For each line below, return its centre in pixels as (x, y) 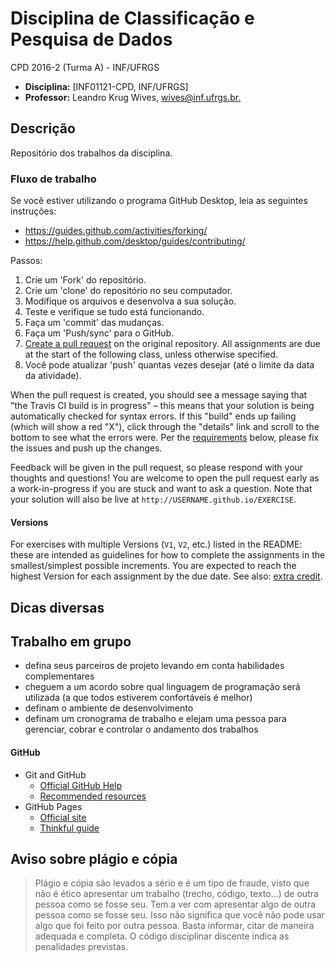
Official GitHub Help (81, 785)
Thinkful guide (69, 828)
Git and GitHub (55, 774)
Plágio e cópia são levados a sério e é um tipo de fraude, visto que (172, 883)
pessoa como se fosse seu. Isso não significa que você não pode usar (179, 915)
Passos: (26, 261)
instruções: (33, 211)
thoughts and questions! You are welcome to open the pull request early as (165, 478)
